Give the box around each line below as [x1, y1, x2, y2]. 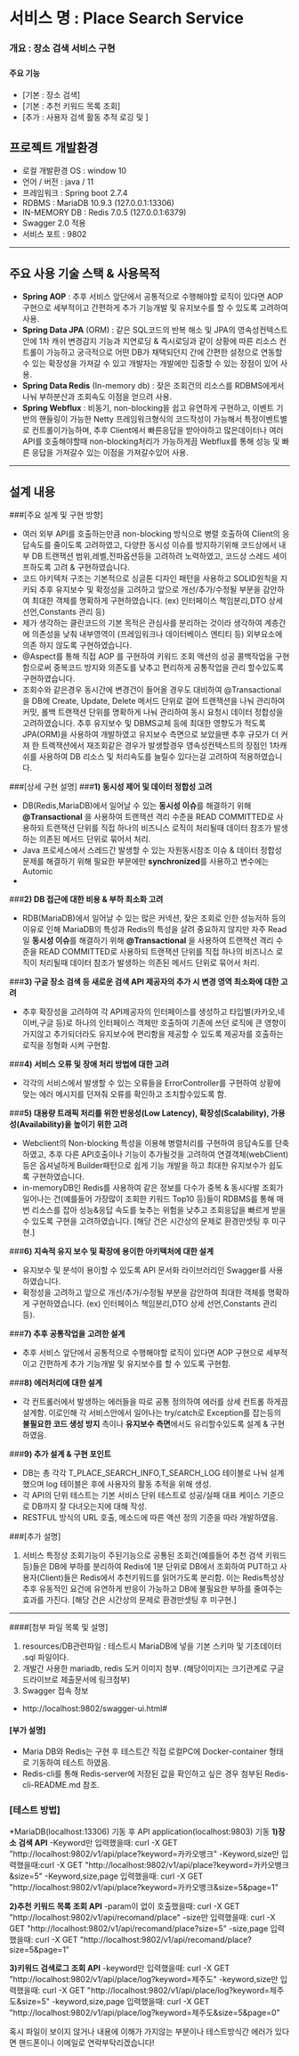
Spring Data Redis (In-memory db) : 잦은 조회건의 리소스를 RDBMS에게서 [21, 381, 285, 391]
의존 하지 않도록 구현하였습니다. [21, 640, 132, 651]
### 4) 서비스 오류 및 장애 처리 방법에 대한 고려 [9, 1059, 169, 1069]
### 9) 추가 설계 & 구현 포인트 [9, 1449, 111, 1460]
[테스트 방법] [9, 1804, 61, 1816]
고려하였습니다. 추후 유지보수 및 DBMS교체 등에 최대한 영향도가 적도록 [21, 718, 266, 729]
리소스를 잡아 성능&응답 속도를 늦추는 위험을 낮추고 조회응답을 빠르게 [31, 1205, 270, 1216]
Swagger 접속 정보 [21, 1685, 89, 1696]
